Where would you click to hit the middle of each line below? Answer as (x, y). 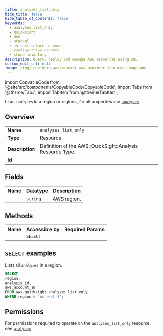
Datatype (37, 191)
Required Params (85, 230)
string (33, 199)
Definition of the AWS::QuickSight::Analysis (89, 146)
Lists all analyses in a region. (33, 265)
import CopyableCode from (32, 82)
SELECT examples (31, 253)
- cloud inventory (28, 55)
